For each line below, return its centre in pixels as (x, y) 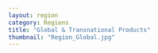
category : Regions (39, 23)
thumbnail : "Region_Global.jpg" (62, 37)
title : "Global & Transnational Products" (79, 30)
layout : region (33, 15)
